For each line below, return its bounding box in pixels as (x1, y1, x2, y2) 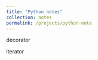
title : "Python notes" (6, 8, 63, 15)
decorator (6, 37, 31, 44)
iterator (6, 48, 24, 55)
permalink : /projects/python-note (6, 20, 93, 26)
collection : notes (6, 14, 52, 20)
